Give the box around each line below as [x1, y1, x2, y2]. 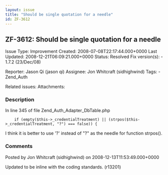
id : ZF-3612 [5, 16, 30, 21]
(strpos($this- [108, 117, 140, 122]
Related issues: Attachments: [5, 83, 65, 90]
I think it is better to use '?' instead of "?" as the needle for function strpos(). [5, 130, 162, 136]
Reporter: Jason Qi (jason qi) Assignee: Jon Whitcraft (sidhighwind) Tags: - [5, 68, 160, 75]
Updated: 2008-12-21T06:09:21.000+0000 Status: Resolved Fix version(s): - [5, 53, 163, 60]
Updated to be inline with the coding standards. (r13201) [5, 163, 121, 170]
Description [5, 96, 35, 103]
